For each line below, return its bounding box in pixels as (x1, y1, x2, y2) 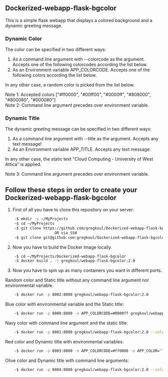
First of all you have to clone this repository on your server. (12, 207, 134, 213)
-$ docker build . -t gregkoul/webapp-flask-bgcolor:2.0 (14, 258, 135, 263)
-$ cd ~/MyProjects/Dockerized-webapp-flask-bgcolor (14, 254, 126, 259)
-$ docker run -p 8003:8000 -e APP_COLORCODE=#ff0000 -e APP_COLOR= (14, 348, 160, 353)
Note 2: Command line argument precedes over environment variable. (5, 102, 149, 108)
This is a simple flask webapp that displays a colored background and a (5, 17, 152, 23)
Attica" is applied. (5, 161, 41, 167)
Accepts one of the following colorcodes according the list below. (12, 62, 148, 68)
